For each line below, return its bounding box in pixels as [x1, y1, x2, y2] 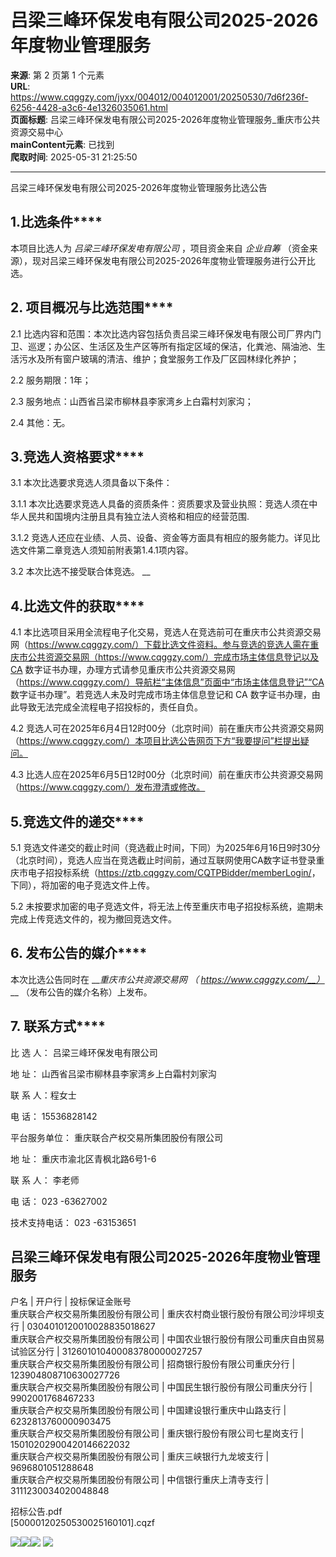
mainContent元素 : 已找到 [10, 138, 115, 150]
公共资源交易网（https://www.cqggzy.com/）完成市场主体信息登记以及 [27, 651, 320, 663]
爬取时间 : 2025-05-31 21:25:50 [10, 151, 138, 163]
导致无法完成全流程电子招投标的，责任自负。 [18, 701, 203, 713]
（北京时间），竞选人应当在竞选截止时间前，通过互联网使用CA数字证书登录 [10, 854, 317, 866]
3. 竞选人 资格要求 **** [10, 448, 145, 465]
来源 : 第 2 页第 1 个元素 [10, 69, 105, 81]
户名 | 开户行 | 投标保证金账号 [10, 1296, 132, 1308]
